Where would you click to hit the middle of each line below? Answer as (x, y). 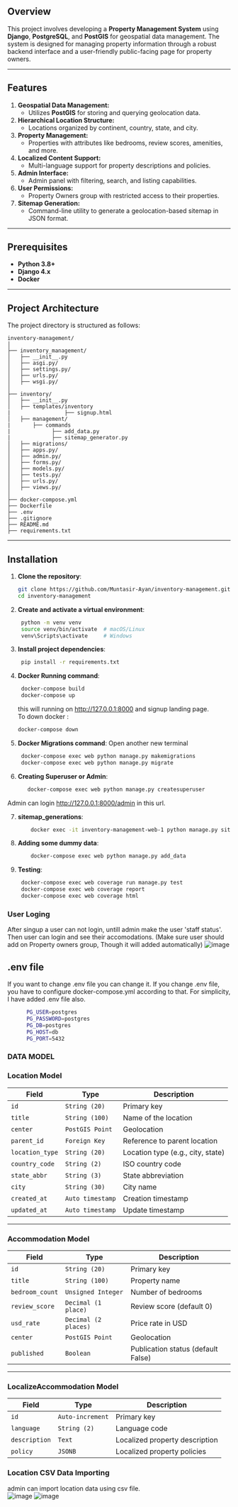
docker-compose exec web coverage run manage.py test (102, 883)
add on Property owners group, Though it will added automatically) (105, 945)
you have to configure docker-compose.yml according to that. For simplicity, (119, 992)
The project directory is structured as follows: (74, 325)
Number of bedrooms (166, 1292)
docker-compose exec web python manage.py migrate (97, 762)
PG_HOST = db (42, 1032)
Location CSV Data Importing (58, 1473)
